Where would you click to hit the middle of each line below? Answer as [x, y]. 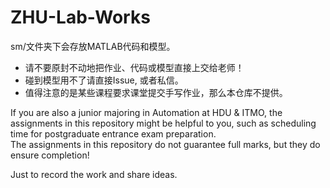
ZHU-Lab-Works [80, 17]
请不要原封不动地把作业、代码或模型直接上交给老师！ [134, 67]
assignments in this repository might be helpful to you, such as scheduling [163, 123]
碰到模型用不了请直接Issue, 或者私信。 [104, 80]
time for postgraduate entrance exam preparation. [113, 133]
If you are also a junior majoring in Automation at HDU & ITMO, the [146, 112]
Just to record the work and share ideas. [94, 174]
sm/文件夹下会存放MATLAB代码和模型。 [93, 46]
